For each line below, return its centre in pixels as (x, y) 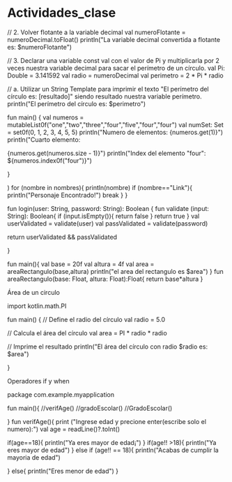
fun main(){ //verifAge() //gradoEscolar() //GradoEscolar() (90, 408)
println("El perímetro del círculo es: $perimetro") (77, 103)
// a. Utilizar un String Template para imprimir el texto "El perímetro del (108, 89)
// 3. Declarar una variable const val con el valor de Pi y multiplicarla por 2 (113, 60)
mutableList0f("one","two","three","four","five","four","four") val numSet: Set (116, 124)
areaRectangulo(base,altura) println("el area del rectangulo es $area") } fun (116, 271)
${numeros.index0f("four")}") (50, 160)
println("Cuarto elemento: (44, 139)
